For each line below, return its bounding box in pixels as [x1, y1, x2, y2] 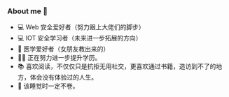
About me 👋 [7, 6, 48, 16]
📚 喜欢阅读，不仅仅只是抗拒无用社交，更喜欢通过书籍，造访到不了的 [17, 62, 216, 70]
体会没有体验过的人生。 [29, 73, 98, 82]
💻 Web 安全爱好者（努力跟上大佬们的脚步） [17, 23, 145, 31]
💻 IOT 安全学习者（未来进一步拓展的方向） [17, 34, 142, 43]
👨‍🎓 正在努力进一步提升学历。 [17, 54, 102, 62]
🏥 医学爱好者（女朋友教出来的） [17, 45, 110, 53]
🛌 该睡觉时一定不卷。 [17, 82, 79, 90]
